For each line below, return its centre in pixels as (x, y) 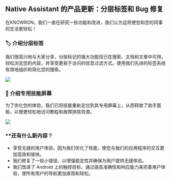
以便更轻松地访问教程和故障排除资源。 (54, 112)
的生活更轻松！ (21, 28)
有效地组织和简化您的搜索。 (34, 70)
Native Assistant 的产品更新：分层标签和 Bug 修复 (84, 9)
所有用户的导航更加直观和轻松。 (60, 173)
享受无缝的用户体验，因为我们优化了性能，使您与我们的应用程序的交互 (86, 148)
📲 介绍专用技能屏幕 (28, 94)
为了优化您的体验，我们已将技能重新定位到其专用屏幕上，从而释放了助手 (81, 105)
